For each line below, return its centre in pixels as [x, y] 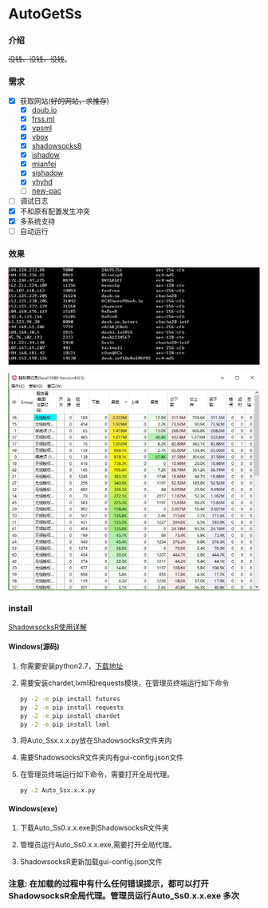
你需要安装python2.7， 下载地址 [71, 666]
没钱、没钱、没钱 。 [40, 59]
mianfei [44, 164]
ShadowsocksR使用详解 [48, 627]
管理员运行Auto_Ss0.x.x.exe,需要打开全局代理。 [98, 844]
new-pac [47, 191]
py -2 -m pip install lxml [65, 724]
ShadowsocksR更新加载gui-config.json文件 [91, 861]
